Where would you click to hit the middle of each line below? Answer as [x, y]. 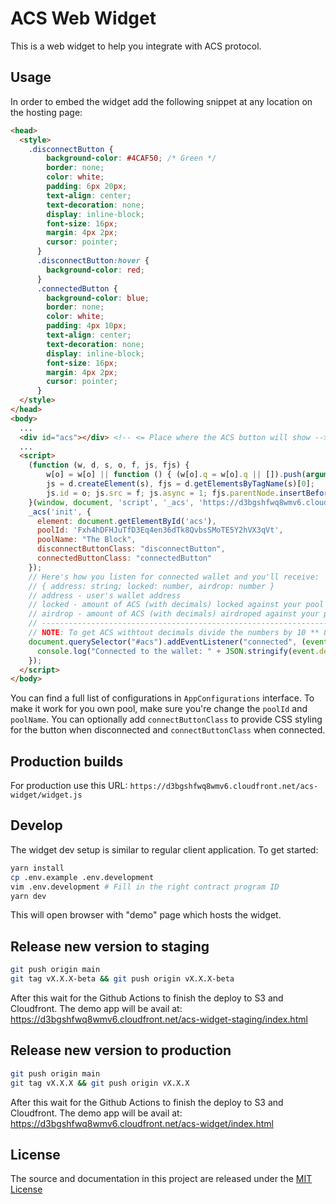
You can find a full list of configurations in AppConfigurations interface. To [162, 698]
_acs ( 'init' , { [60, 512]
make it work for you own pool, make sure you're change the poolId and [159, 709]
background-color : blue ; [98, 298]
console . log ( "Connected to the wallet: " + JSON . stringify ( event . [178, 651]
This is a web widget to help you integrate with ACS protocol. [136, 46]
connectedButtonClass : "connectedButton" [124, 558]
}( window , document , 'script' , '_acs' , [111, 502]
